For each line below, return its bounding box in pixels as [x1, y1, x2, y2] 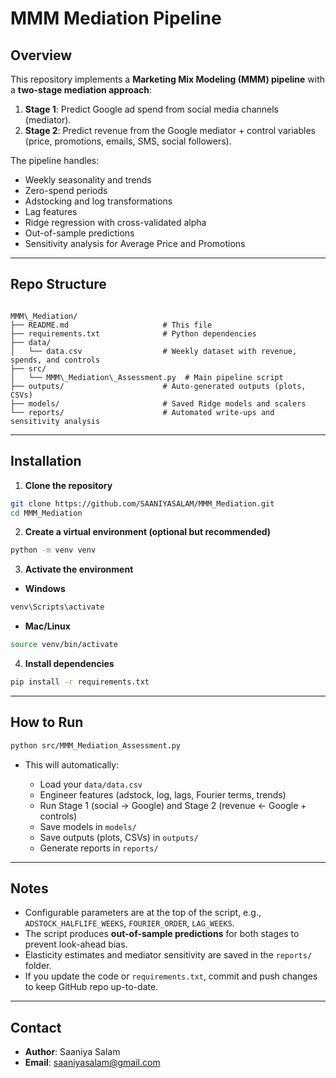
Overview [10, 47, 73, 64]
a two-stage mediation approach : [10, 84, 153, 96]
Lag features [24, 206, 78, 217]
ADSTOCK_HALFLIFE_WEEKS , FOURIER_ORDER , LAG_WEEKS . [24, 917, 235, 929]
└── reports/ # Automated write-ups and [10, 407, 275, 417]
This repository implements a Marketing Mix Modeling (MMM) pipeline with [10, 73, 326, 85]
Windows [24, 583, 66, 595]
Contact [10, 1019, 62, 1036]
